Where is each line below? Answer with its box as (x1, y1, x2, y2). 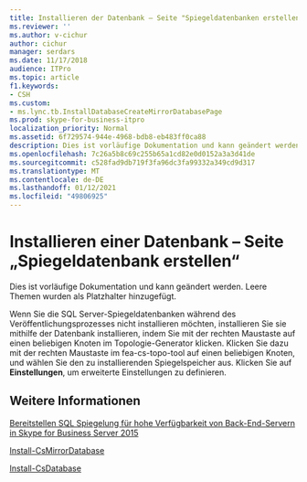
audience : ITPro (9, 65, 71, 74)
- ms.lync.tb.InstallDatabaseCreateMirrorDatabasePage (9, 107, 223, 116)
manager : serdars (9, 48, 76, 57)
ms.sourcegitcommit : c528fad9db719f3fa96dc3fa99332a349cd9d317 (9, 157, 256, 167)
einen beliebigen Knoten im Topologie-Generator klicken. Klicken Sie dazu (9, 337, 290, 348)
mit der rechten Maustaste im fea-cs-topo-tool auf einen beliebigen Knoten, (9, 347, 295, 358)
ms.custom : (9, 98, 51, 108)
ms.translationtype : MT (9, 166, 101, 176)
